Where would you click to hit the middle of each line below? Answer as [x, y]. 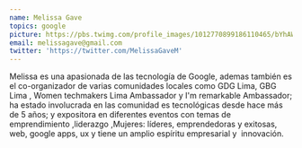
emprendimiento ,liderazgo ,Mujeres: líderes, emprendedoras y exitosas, [143, 124]
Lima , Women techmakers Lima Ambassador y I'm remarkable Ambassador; [151, 96]
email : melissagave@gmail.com [66, 43]
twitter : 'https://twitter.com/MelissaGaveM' [96, 51]
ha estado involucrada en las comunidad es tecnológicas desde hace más [146, 105]
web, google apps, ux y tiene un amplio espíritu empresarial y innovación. [147, 134]
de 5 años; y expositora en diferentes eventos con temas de [120, 115]
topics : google [38, 26]
